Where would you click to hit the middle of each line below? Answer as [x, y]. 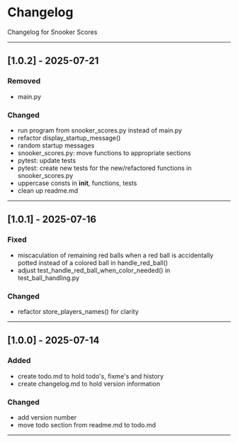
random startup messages [56, 145]
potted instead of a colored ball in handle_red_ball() [93, 262]
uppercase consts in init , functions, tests [77, 183]
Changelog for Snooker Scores [52, 32]
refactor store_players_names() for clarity [78, 311]
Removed [24, 81]
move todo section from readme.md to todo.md [87, 425]
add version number [47, 417]
